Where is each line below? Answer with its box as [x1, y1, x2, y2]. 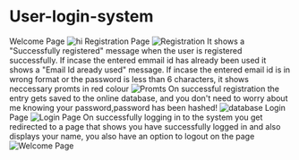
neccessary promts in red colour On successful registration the [9, 83, 280, 94]
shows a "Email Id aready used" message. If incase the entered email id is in [9, 64, 291, 75]
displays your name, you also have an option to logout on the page [9, 131, 255, 141]
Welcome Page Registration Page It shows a [9, 36, 245, 46]
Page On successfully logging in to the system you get [9, 112, 263, 122]
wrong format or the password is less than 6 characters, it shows [9, 73, 249, 84]
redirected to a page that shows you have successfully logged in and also [9, 121, 281, 131]
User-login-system [9, 6, 154, 27]
